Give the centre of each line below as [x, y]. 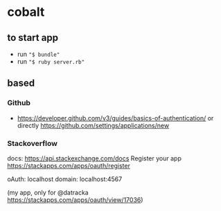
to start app [33, 38]
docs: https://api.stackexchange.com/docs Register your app [94, 158]
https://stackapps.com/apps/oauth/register [69, 165]
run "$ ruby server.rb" [51, 62]
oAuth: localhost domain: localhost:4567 [65, 179]
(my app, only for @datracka [48, 192]
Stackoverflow [32, 143]
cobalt [26, 12]
